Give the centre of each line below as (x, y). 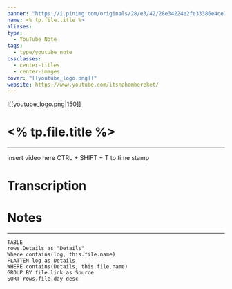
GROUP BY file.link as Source (51, 273)
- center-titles (37, 65)
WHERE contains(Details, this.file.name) (68, 267)
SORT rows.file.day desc (43, 279)
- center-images (37, 71)
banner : (18, 14)
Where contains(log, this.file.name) (61, 255)
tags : (15, 46)
